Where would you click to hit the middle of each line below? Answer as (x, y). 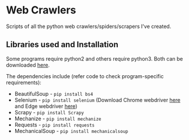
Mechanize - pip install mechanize (58, 118)
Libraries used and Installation (62, 45)
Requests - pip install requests (55, 125)
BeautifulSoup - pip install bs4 (54, 93)
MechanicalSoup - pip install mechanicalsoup (71, 131)
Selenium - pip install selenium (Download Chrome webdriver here (97, 100)
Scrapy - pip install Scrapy (49, 112)
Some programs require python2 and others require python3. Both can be (94, 58)
